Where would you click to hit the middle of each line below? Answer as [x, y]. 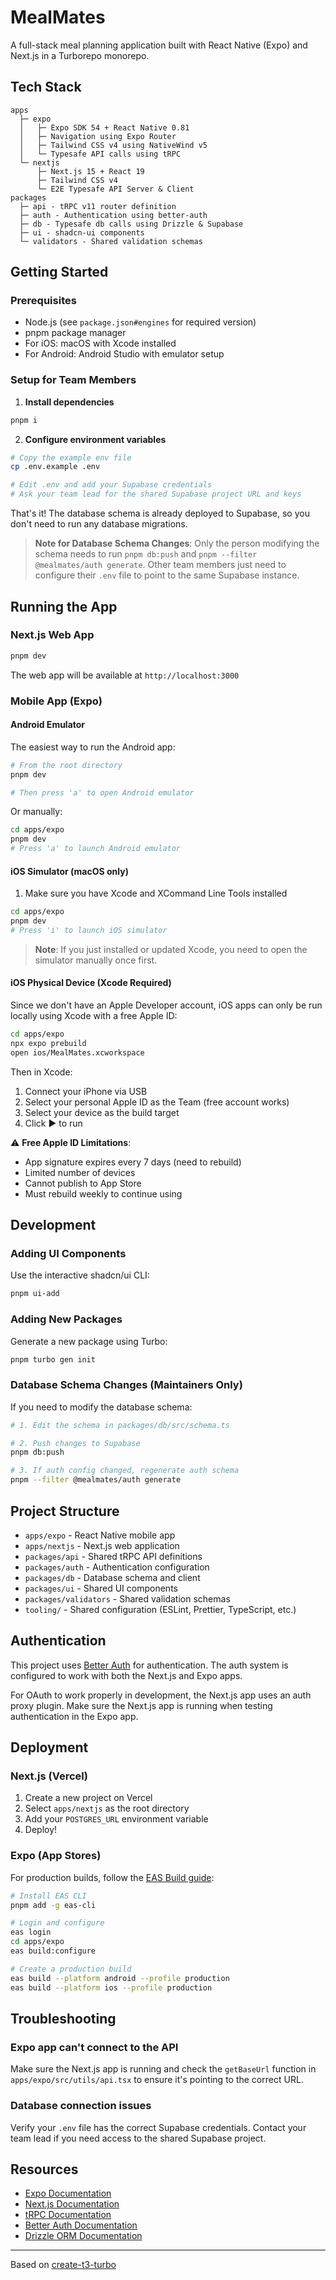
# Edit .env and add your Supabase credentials [111, 485]
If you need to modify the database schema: [101, 1407]
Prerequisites [43, 301]
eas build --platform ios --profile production [111, 1987]
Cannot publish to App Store [83, 1183]
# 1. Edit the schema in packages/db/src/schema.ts [120, 1425]
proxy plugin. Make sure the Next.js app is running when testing [141, 1705]
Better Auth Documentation [81, 2225]
